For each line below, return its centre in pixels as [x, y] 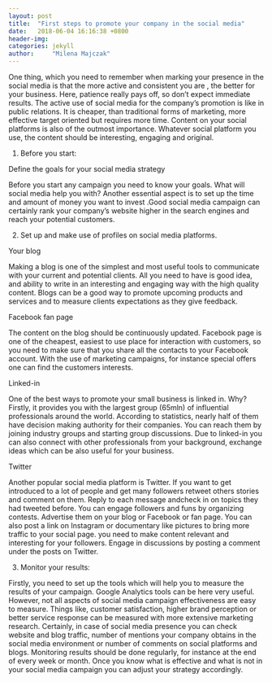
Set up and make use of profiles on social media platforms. [119, 235]
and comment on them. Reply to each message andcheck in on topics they [133, 500]
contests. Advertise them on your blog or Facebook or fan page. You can [130, 517]
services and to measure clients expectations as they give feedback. [123, 301]
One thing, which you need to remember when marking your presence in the [136, 77]
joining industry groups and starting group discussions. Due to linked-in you [135, 433]
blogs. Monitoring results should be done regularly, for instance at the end [133, 652]
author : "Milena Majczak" [60, 54]
